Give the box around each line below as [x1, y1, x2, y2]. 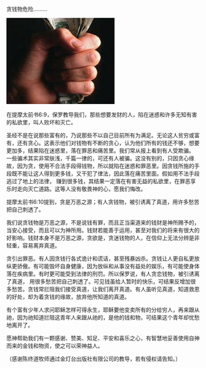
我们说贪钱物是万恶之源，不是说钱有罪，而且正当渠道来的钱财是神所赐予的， [6, 219, 200, 226]
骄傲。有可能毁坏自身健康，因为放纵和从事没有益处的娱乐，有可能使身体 [17, 263, 200, 269]
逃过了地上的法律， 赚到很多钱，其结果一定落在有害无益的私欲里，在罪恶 [6, 178, 191, 185]
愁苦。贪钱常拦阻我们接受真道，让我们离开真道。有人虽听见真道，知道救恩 [11, 285, 200, 293]
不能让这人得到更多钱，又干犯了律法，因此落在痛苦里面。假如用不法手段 [17, 170, 200, 177]
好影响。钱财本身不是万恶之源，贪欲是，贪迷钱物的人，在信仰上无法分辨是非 [6, 235, 200, 241]
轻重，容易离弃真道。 [6, 242, 60, 249]
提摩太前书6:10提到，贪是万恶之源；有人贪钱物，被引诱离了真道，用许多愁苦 [6, 198, 200, 205]
